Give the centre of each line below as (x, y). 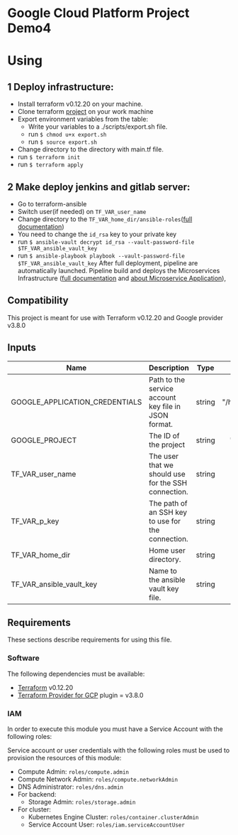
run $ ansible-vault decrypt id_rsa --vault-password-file (106, 242)
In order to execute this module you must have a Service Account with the (115, 729)
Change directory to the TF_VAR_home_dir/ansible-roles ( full (105, 219)
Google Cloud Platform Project (98, 13)
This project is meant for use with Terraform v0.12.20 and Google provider (115, 317)
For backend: (37, 794)
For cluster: (34, 809)
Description (169, 368)
